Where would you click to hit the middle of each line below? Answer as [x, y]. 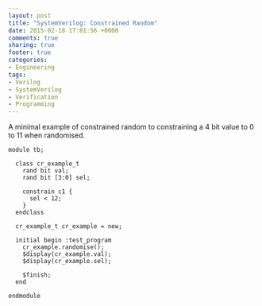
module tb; [26, 150]
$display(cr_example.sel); [67, 261]
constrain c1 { [48, 192]
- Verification [33, 97]
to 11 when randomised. [47, 135]
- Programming [32, 104]
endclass [30, 213]
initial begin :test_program [64, 240]
